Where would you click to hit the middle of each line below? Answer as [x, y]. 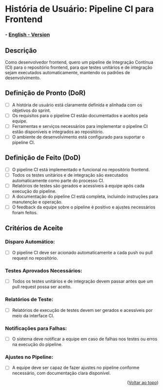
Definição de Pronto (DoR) [45, 93]
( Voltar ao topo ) [143, 383]
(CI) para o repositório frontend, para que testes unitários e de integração [79, 67]
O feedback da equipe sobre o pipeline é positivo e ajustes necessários [84, 207]
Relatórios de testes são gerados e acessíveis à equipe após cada [78, 185]
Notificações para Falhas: [36, 328]
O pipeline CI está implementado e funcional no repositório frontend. [81, 169]
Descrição [21, 51]
